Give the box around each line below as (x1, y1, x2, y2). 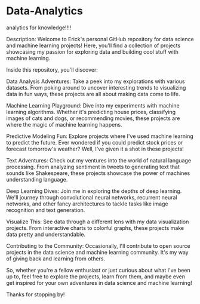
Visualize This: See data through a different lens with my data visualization (6, 218, 189, 225)
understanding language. (6, 176, 68, 183)
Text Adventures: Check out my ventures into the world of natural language (6, 156, 192, 164)
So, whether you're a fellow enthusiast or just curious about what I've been (6, 266, 191, 274)
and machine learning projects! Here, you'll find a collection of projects (6, 42, 181, 49)
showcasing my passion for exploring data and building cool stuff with (6, 48, 179, 55)
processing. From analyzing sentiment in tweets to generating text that (6, 163, 180, 170)
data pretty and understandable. (6, 231, 85, 238)
